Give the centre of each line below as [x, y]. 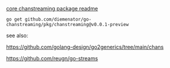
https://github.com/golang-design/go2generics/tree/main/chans [85, 47]
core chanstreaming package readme [52, 9]
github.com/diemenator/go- [58, 20]
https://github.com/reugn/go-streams [52, 58]
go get [14, 20]
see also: [17, 35]
